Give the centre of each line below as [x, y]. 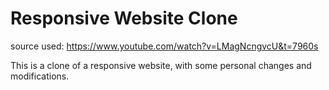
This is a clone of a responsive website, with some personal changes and [161, 65]
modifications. [40, 76]
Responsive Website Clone [124, 18]
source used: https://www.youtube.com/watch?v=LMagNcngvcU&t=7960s [164, 46]
